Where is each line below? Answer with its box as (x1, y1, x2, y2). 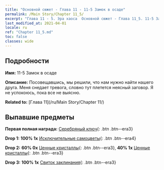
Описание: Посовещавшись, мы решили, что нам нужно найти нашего (5, 79, 154, 85)
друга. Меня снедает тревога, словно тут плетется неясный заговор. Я (5, 84, 154, 90)
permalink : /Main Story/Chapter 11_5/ (5, 12, 84, 17)
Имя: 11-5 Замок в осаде (5, 70, 57, 76)
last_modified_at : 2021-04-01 (5, 20, 67, 26)
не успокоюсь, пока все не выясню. (5, 90, 81, 95)
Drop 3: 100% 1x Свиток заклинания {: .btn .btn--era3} (5, 159, 116, 166)
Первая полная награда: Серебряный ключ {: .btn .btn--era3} (5, 126, 133, 132)
